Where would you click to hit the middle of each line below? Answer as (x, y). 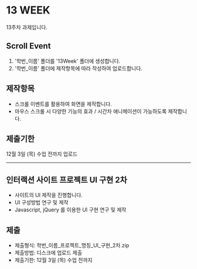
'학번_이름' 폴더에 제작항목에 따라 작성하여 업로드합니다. (78, 68)
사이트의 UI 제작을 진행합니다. (49, 195)
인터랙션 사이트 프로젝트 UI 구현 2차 (67, 180)
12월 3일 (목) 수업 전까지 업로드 (42, 154)
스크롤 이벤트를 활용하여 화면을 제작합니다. (63, 104)
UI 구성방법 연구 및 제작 (41, 203)
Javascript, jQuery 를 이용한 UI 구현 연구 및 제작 (70, 210)
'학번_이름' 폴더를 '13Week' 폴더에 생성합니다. (67, 61)
